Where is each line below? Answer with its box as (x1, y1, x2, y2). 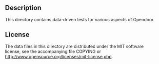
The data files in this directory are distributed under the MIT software (5, 43, 144, 49)
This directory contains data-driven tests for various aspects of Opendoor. (5, 16, 155, 22)
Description (5, 4, 41, 12)
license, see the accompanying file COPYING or (5, 48, 101, 54)
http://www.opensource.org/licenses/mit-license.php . (5, 53, 113, 59)
